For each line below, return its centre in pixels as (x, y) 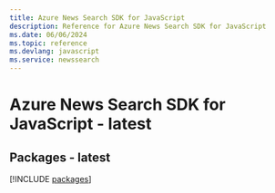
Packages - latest (60, 157)
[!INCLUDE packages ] (51, 179)
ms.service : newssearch (55, 60)
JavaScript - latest (81, 124)
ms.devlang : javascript (55, 52)
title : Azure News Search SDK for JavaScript (97, 18)
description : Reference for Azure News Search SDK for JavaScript (138, 26)
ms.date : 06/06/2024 (49, 34)
